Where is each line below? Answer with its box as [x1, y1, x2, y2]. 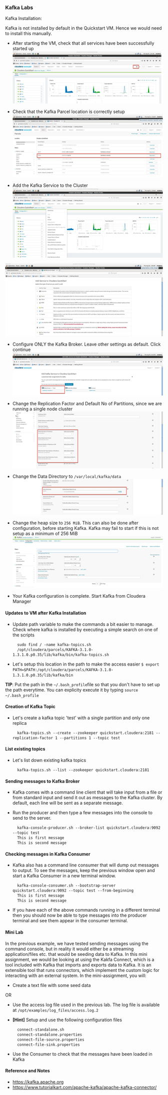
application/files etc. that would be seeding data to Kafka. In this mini [5, 951, 147, 957]
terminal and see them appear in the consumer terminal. [12, 918, 128, 924]
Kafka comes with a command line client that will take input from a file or [12, 789, 162, 795]
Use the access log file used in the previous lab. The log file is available [12, 1002, 160, 1008]
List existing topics [5, 746, 45, 752]
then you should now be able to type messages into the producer [12, 912, 147, 918]
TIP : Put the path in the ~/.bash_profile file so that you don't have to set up [5, 681, 160, 687]
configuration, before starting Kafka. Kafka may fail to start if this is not [12, 525, 159, 531]
